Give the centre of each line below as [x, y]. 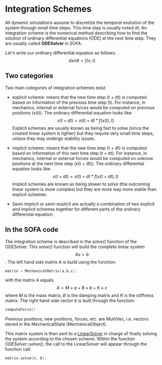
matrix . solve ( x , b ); [26, 358]
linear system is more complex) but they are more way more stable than [84, 189]
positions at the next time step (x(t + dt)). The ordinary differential [78, 163]
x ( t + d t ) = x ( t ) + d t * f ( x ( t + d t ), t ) [86, 176]
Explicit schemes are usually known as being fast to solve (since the [81, 128]
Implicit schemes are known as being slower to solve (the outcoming [81, 184]
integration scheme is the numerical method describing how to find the [76, 33]
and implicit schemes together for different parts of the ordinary [76, 209]
